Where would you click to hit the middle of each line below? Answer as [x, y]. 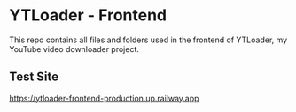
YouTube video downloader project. [74, 49]
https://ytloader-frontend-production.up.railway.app [104, 98]
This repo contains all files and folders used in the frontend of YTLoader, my [148, 40]
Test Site [34, 77]
